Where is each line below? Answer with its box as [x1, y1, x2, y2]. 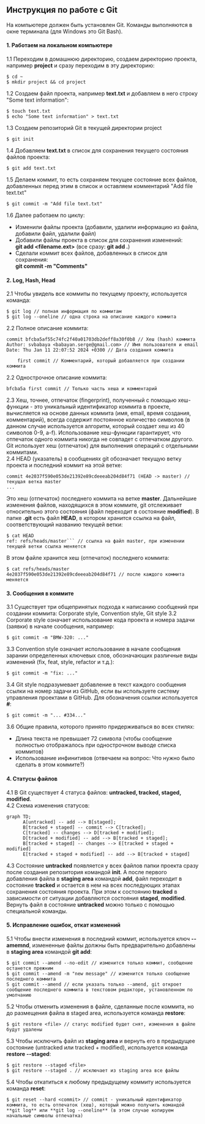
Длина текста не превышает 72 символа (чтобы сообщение [15, 735, 173, 742]
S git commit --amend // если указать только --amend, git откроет [6, 981, 182, 987]
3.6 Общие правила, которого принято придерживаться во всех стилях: [6, 723, 195, 731]
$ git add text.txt [6, 165, 56, 172]
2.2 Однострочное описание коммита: [6, 374, 107, 382]
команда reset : [6, 1084, 46, 1092]
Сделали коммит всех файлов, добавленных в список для [15, 249, 168, 257]
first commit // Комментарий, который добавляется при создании [17, 358, 185, 364]
